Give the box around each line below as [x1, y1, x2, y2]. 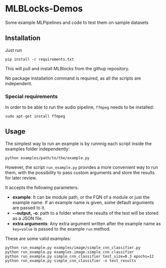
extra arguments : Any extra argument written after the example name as [12, 220, 161, 227]
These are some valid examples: [5, 235, 71, 242]
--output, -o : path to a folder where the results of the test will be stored [12, 210, 159, 216]
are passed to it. [12, 205, 46, 211]
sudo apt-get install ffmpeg [5, 114, 65, 119]
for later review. [5, 175, 37, 181]
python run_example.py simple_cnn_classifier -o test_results [5, 258, 136, 263]
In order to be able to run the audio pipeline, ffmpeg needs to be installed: [5, 104, 155, 110]
